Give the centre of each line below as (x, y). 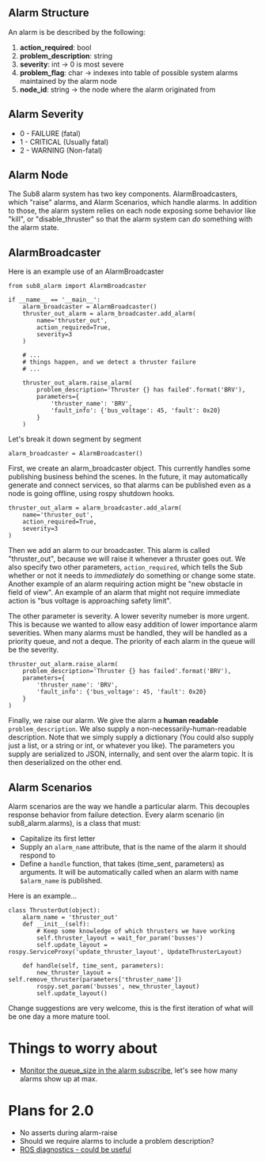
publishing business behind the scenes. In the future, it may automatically (128, 477)
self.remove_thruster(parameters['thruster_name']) (95, 980)
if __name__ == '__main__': (55, 300)
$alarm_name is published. (61, 880)
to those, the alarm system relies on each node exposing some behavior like (132, 211)
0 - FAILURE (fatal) (50, 133)
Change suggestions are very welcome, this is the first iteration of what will (131, 1009)
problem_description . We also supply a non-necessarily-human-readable (127, 729)
